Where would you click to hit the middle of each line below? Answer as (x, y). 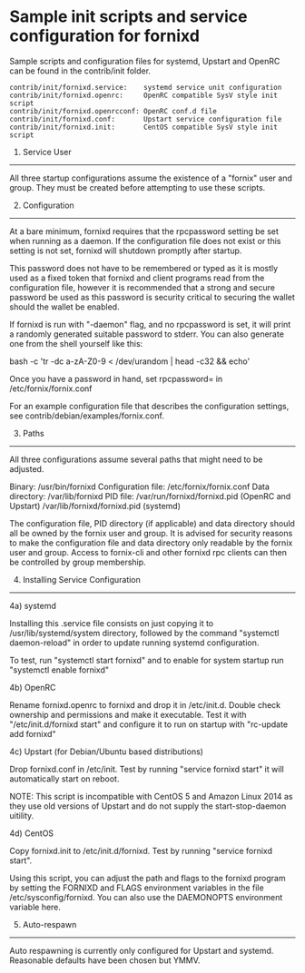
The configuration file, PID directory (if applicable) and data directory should (152, 523)
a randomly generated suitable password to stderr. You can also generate (147, 334)
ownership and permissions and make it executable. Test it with (128, 714)
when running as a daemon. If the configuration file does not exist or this (145, 241)
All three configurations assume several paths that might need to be (136, 459)
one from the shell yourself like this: (76, 343)
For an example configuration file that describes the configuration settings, (149, 406)
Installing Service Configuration (81, 579)
